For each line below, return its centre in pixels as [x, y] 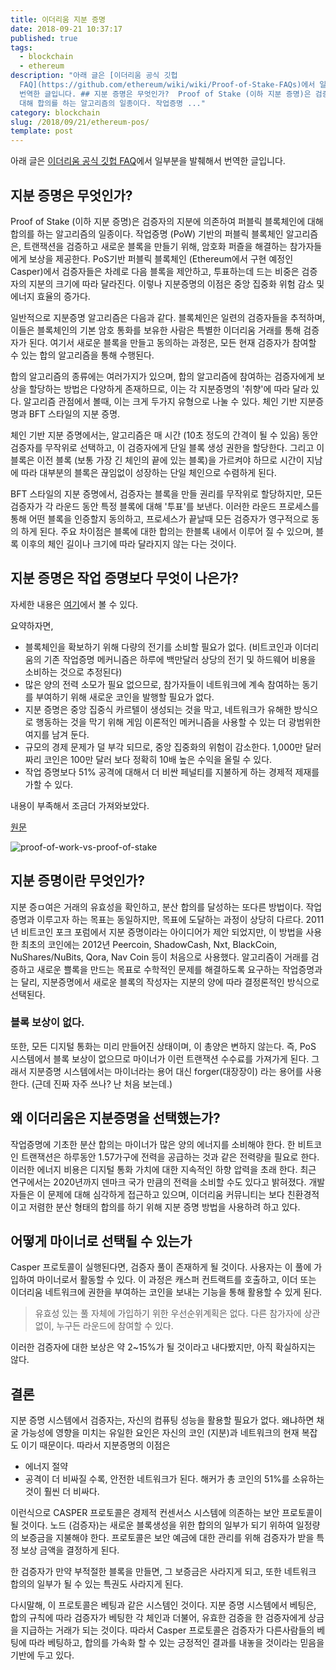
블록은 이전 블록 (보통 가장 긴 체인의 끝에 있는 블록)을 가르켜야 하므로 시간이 [157, 460]
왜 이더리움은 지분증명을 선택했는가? [115, 1118]
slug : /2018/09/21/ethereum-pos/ [80, 122]
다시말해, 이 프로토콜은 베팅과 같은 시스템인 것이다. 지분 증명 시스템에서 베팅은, [163, 1605]
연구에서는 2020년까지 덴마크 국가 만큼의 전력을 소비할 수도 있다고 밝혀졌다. [158, 1182]
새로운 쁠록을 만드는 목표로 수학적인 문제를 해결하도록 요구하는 [158, 969]
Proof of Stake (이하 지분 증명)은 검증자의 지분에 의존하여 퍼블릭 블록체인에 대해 [167, 221]
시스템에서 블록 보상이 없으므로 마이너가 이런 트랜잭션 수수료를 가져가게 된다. [160, 1058]
